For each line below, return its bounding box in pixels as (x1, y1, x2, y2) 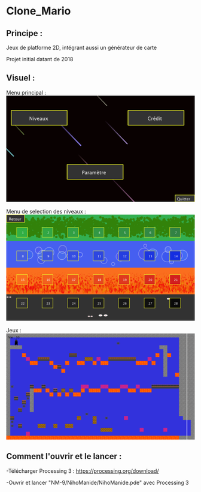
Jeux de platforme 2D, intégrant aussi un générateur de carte (6, 44, 157, 51)
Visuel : (6, 73, 35, 83)
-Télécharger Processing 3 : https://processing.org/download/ (6, 467, 159, 475)
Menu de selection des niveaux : (6, 208, 87, 215)
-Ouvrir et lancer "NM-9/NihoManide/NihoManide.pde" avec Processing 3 (6, 479, 189, 486)
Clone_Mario (6, 4, 71, 18)
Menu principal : (6, 89, 47, 96)
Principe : (6, 28, 43, 38)
